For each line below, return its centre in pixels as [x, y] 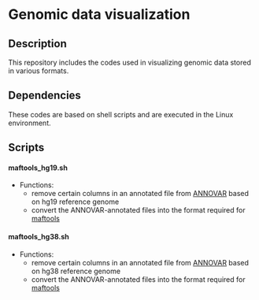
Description [37, 44]
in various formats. [39, 71]
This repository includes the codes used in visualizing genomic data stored [130, 62]
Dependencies [44, 96]
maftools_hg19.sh [38, 168]
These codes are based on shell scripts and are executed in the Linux [121, 114]
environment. [30, 123]
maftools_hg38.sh [39, 237]
